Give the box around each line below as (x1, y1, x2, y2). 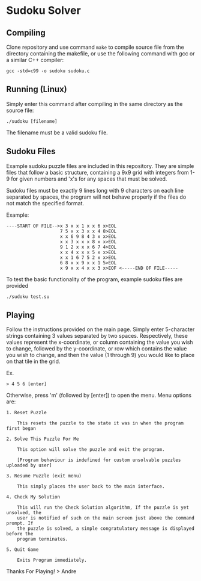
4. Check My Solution (6, 494, 61, 500)
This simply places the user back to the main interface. (17, 483, 165, 489)
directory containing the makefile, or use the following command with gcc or (6, 50, 195, 57)
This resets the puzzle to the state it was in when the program (17, 420, 184, 426)
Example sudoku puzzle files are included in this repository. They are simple (6, 162, 194, 169)
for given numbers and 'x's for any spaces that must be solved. (11, 175, 167, 182)
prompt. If (6, 520, 34, 527)
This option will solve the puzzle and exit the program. (17, 447, 165, 453)
